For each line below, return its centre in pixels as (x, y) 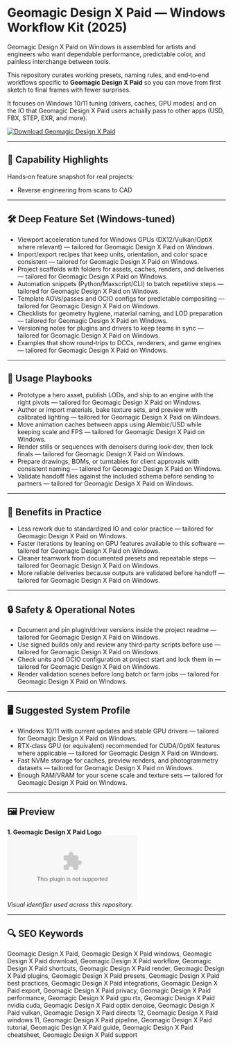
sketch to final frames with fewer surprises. (69, 90)
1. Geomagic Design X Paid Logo (54, 832)
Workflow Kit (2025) (67, 27)
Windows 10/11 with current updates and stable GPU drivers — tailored (118, 731)
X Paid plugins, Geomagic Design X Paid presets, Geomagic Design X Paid (113, 976)
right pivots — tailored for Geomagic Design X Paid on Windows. (110, 402)
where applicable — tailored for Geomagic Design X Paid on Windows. (118, 753)
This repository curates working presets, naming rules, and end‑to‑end (108, 75)
